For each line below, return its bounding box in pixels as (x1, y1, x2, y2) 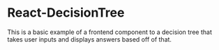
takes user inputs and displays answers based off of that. (7, 35, 172, 43)
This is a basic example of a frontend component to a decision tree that (7, 28, 213, 36)
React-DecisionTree (7, 5, 125, 21)
